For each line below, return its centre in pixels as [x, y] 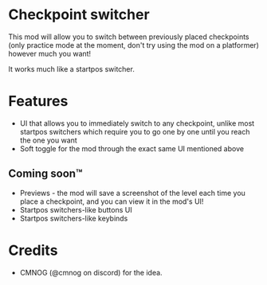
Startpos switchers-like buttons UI [76, 209]
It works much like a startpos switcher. [72, 68]
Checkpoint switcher [79, 15]
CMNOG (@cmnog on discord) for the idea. [91, 272]
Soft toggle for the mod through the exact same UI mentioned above [132, 148]
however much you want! [50, 53]
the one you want [48, 140]
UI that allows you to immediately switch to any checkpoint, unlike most [137, 123]
